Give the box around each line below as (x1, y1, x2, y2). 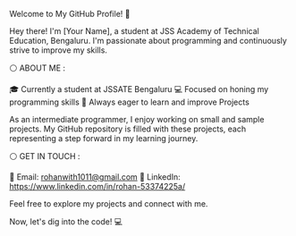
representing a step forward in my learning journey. (9, 133, 199, 143)
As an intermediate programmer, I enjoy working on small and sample (9, 114, 265, 124)
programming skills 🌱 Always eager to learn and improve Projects (9, 97, 250, 107)
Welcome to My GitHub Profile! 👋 (9, 9, 131, 19)
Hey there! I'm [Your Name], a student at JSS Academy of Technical (9, 26, 259, 36)
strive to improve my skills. (9, 45, 107, 55)
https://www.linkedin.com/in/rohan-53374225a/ (9, 181, 186, 191)
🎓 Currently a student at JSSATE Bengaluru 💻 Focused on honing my (9, 84, 269, 94)
